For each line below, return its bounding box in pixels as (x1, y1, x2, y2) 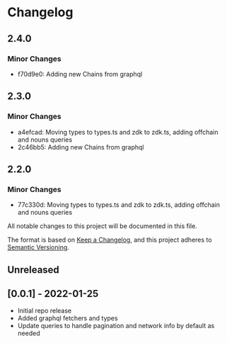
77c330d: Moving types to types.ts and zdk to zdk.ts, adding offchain (17, 201, 221, 209)
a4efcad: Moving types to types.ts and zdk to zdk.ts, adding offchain (17, 128, 219, 136)
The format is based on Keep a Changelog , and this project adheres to (7, 235, 212, 244)
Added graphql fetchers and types (17, 314, 118, 322)
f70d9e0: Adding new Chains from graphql (17, 69, 143, 78)
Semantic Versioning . (7, 243, 69, 252)
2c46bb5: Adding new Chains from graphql (17, 142, 144, 151)
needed (17, 329, 40, 337)
